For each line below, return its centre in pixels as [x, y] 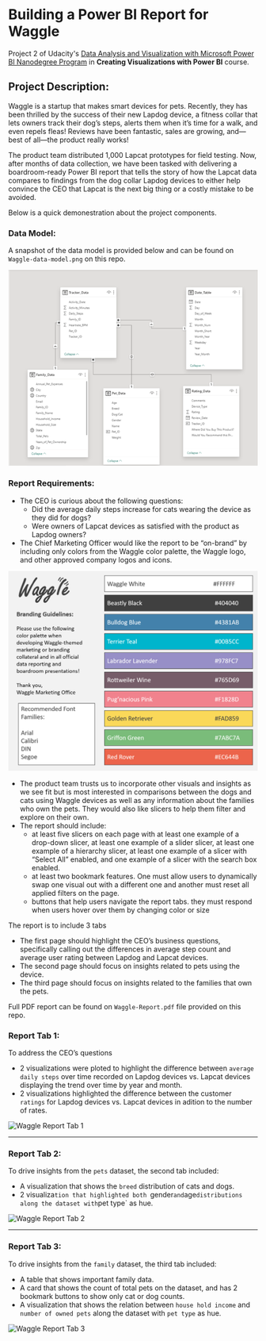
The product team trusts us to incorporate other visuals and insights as [135, 783]
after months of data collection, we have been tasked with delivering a [123, 163]
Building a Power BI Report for [108, 15]
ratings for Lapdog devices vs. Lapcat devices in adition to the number [136, 1102]
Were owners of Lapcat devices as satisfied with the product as [135, 526]
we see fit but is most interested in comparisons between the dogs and [135, 792]
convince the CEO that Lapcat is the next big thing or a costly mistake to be [131, 189]
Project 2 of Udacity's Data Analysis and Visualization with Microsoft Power [131, 53]
